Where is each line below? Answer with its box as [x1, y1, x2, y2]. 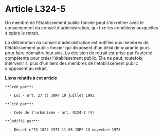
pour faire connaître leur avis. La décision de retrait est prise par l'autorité [5, 50, 153, 56]
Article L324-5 [5, 3, 66, 15]
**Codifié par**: [5, 118, 40, 123]
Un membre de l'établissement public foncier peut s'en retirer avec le [5, 20, 144, 25]
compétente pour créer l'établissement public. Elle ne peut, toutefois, [5, 55, 144, 61]
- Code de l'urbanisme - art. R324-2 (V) [9, 110, 95, 115]
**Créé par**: [5, 84, 34, 89]
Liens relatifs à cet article [5, 75, 57, 81]
